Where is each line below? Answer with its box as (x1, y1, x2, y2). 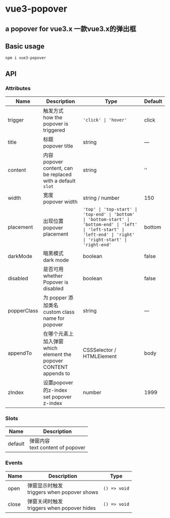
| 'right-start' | (82, 237, 127, 242)
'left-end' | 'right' (82, 232, 135, 237)
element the (42, 351, 72, 358)
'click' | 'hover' (82, 117, 127, 123)
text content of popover (29, 444, 86, 451)
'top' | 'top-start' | (82, 206, 138, 212)
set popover (42, 393, 72, 400)
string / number (82, 194, 120, 201)
